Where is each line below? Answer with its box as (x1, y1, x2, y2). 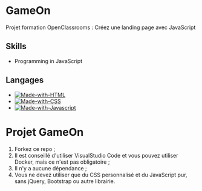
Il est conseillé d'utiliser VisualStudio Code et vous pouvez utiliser (14, 152, 178, 159)
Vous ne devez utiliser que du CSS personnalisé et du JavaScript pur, (14, 171, 187, 178)
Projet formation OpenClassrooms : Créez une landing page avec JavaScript (5, 24, 196, 31)
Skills (5, 41, 27, 52)
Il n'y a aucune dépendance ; (14, 164, 87, 172)
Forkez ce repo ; (14, 145, 56, 152)
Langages (5, 75, 44, 85)
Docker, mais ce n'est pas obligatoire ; (14, 158, 110, 166)
